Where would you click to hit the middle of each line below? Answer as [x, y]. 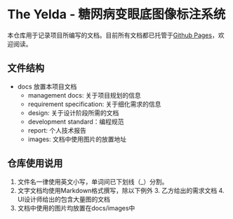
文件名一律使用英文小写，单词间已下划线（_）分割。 [93, 181]
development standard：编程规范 [76, 121]
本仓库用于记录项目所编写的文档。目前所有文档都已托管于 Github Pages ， [113, 35]
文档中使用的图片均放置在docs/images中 [76, 208]
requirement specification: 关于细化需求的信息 [94, 104]
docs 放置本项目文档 [47, 86]
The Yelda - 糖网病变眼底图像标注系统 [116, 14]
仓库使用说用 [35, 163]
